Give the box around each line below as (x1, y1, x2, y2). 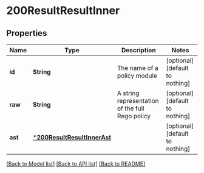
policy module (117, 71, 158, 80)
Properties (6, 28, 47, 38)
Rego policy (117, 112, 151, 120)
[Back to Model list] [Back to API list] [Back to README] (6, 160, 146, 168)
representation (117, 97, 159, 105)
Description (121, 46, 156, 54)
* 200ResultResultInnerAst (32, 133, 111, 141)
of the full (117, 104, 144, 113)
